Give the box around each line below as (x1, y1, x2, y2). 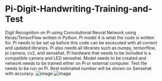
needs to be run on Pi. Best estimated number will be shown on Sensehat (5, 65, 152, 71)
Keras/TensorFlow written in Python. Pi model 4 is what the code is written (5, 35, 155, 40)
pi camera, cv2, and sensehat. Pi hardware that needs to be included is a (5, 50, 151, 56)
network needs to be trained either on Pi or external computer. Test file (5, 60, 147, 66)
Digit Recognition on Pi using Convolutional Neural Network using (5, 29, 136, 35)
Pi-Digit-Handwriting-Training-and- (5, 3, 152, 14)
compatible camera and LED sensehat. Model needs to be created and (5, 55, 146, 61)
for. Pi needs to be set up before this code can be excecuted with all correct (5, 40, 157, 45)
